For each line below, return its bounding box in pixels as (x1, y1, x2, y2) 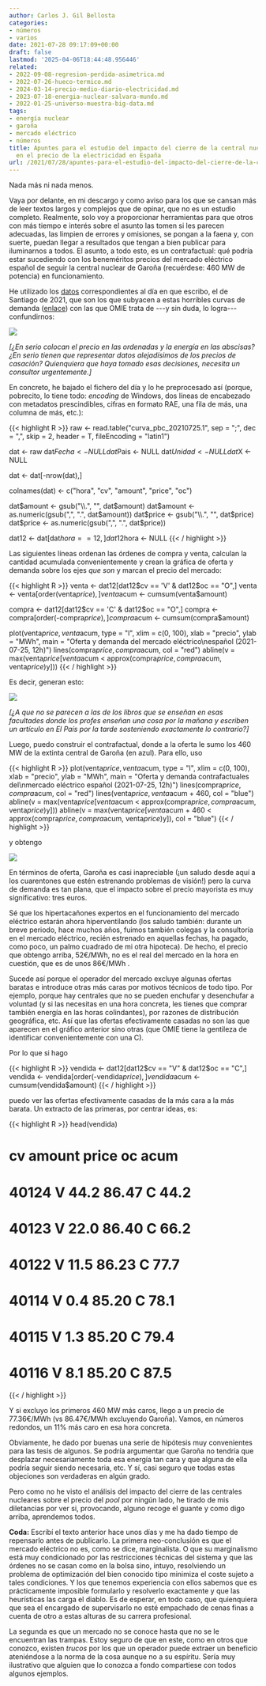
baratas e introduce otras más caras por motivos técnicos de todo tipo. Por (9, 983, 253, 992)
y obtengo (9, 838, 43, 847)
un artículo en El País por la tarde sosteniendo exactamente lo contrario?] (9, 725, 249, 734)
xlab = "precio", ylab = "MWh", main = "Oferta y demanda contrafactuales (9, 772, 249, 782)
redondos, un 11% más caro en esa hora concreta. (9, 1423, 172, 1432)
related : (9, 63, 38, 71)
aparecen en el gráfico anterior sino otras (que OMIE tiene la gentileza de (9, 1025, 248, 1034)
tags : (9, 108, 27, 116)
